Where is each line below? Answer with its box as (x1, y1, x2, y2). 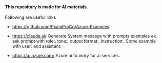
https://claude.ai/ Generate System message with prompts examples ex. (12, 33, 158, 39)
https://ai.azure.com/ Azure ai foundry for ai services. (12, 53, 121, 59)
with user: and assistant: (12, 43, 61, 49)
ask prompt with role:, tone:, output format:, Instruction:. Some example (12, 38, 156, 44)
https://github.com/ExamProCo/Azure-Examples (12, 24, 110, 30)
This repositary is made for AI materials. (5, 4, 88, 10)
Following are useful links (5, 14, 56, 20)
